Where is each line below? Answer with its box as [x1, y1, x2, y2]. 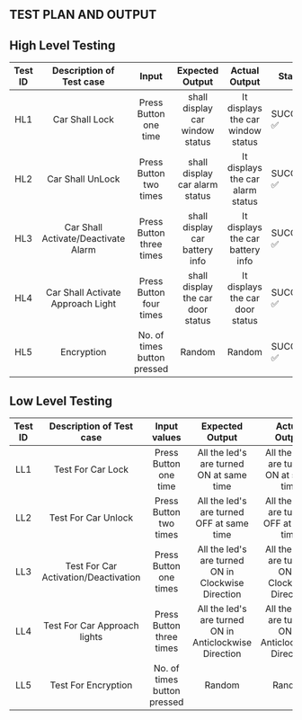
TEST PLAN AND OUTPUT [9, 7, 157, 22]
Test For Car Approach [43, 619, 139, 632]
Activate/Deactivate [41, 233, 126, 245]
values [151, 431, 182, 444]
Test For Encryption [49, 679, 133, 691]
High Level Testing [9, 38, 116, 53]
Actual [230, 65, 260, 77]
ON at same [197, 469, 247, 482]
